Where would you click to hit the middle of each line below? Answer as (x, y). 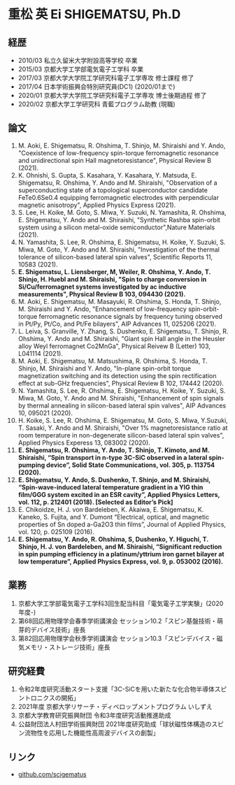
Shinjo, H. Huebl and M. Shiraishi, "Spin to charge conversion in (112, 279)
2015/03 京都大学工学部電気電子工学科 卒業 (81, 69)
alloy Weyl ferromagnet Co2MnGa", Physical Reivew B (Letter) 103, (114, 346)
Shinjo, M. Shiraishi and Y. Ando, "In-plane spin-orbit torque (105, 368)
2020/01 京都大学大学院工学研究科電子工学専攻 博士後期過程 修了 (112, 95)
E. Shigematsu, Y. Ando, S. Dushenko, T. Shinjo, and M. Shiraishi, (114, 480)
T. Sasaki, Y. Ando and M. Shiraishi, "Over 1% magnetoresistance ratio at (123, 428)
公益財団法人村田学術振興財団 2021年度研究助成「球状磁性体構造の (115, 724)
